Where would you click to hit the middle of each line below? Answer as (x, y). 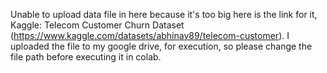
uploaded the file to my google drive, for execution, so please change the (161, 46)
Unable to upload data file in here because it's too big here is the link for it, (164, 14)
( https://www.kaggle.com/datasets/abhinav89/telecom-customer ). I (150, 35)
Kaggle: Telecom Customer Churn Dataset (97, 25)
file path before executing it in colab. (86, 57)
